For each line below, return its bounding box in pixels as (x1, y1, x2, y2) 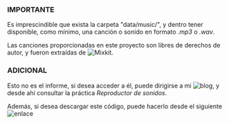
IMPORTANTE (7, 5, 55, 14)
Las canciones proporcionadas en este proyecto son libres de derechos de (7, 41, 221, 50)
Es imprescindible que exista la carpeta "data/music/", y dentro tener (7, 21, 203, 29)
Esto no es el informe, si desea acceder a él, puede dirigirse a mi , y (7, 81, 220, 90)
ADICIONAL (7, 65, 47, 75)
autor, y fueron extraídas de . (7, 48, 114, 56)
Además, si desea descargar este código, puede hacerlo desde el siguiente (7, 102, 223, 110)
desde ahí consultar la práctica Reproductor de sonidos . (7, 88, 167, 97)
